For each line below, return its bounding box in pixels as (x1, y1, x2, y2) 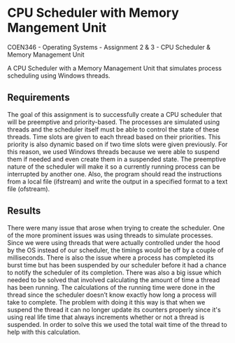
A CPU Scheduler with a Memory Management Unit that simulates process (7, 64, 222, 72)
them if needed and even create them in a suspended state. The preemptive (7, 155, 227, 163)
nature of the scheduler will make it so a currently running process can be (7, 162, 220, 171)
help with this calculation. (7, 328, 81, 336)
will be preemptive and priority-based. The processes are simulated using (7, 118, 220, 126)
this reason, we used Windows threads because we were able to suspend (7, 147, 220, 155)
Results (7, 205, 41, 217)
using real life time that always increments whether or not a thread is (7, 313, 205, 321)
